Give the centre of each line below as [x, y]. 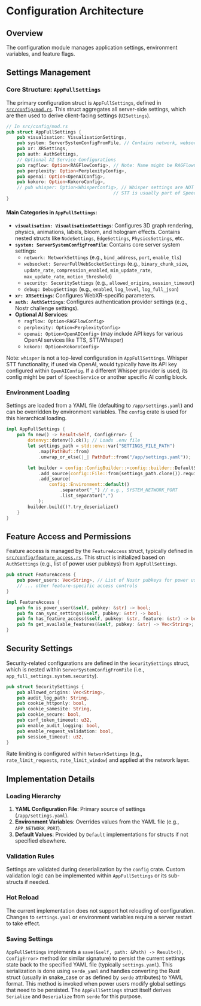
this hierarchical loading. [36, 418]
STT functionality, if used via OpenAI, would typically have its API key [92, 364]
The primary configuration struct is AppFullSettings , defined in [84, 102]
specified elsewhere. [41, 841]
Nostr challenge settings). [47, 308]
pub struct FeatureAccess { [41, 575]
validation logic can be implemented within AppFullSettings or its [87, 876]
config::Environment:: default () [89, 485]
